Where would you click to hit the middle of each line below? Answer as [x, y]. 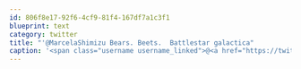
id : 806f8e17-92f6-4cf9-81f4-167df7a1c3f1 [90, 17]
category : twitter [43, 34]
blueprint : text [39, 26]
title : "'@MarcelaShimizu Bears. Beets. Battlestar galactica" [132, 43]
